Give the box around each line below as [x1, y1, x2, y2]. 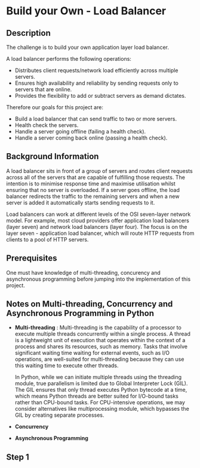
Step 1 [6, 452, 30, 462]
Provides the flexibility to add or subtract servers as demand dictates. [14, 92, 186, 99]
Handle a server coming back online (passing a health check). [14, 134, 168, 141]
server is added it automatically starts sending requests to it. [6, 199, 155, 206]
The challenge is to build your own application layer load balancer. [6, 44, 169, 51]
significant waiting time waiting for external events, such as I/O [14, 349, 170, 357]
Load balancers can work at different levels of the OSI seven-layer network [6, 210, 191, 218]
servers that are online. [14, 86, 72, 93]
